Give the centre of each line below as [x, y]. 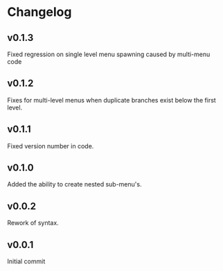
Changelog [39, 12]
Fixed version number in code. [51, 146]
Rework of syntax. [33, 223]
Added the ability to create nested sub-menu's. [74, 184]
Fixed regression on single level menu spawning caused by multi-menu [109, 54]
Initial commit [26, 261]
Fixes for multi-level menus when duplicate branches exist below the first [111, 100]
